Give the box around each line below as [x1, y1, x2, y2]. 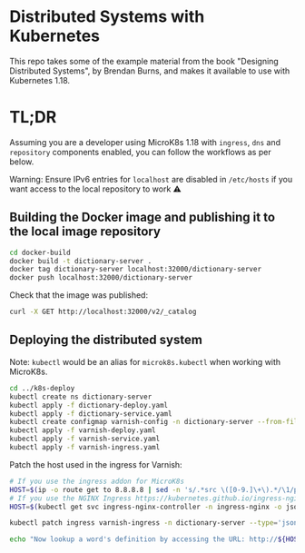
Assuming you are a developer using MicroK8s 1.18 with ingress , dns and [9, 136, 281, 147]
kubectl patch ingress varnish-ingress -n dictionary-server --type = [9, 518, 279, 528]
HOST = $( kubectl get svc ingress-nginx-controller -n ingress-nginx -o [9, 502, 282, 511]
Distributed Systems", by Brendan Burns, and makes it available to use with [9, 65, 290, 76]
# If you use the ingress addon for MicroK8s [9, 477, 184, 486]
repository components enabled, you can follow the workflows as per [9, 146, 271, 157]
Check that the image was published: [9, 290, 148, 301]
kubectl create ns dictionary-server [9, 392, 152, 401]
